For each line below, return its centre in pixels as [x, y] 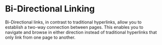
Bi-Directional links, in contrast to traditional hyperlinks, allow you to [73, 22]
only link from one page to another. [40, 37]
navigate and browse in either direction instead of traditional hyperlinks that [81, 32]
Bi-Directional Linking [50, 9]
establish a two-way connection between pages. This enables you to [74, 27]
